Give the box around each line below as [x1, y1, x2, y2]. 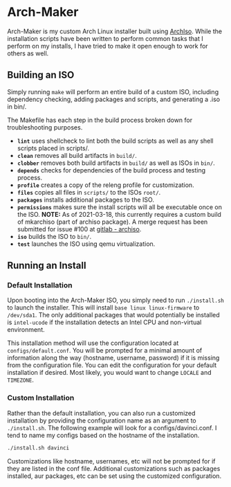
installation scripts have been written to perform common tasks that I [7, 34, 203, 42]
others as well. [7, 49, 49, 57]
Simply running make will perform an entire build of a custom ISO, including [7, 87, 219, 96]
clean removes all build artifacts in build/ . [17, 151, 137, 159]
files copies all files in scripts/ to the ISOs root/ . [17, 188, 161, 196]
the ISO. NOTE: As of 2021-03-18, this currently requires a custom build [17, 210, 221, 218]
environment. [7, 326, 45, 334]
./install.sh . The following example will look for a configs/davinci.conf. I [7, 423, 217, 432]
